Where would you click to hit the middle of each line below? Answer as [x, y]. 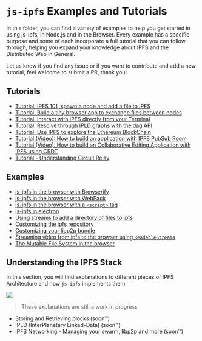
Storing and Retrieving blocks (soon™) [62, 318]
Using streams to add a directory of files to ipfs [74, 217]
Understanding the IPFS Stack [64, 262]
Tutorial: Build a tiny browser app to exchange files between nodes [98, 112]
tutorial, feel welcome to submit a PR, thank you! [67, 72]
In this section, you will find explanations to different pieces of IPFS [90, 277]
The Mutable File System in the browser [65, 243]
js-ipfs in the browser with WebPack [60, 198]
